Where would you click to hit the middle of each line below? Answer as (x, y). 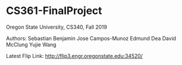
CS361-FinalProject (54, 11)
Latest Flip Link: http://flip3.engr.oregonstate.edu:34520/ (74, 56)
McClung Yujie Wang (31, 45)
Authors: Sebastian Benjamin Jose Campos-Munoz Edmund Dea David (91, 38)
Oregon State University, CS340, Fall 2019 (57, 27)
